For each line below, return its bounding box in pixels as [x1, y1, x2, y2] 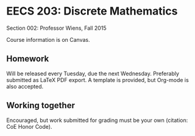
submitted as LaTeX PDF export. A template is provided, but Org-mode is [6, 76, 189, 83]
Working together [6, 100, 75, 110]
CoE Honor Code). [6, 123, 52, 130]
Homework [6, 53, 49, 64]
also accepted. [6, 83, 44, 90]
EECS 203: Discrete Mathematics [6, 4, 178, 18]
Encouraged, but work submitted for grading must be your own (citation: [6, 117, 188, 124]
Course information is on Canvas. [6, 36, 90, 43]
